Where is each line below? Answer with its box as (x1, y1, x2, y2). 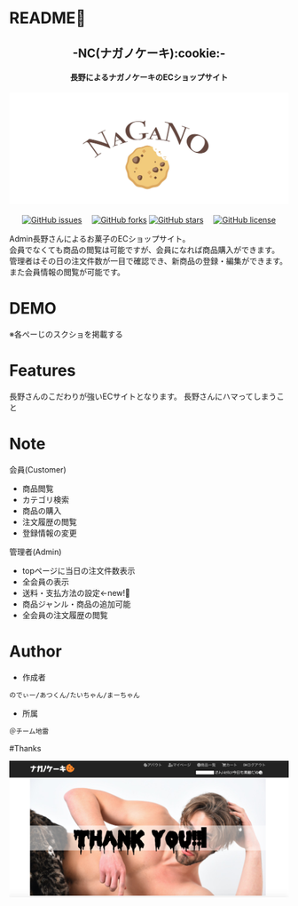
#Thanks (9, 743, 42, 753)
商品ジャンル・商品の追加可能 (21, 599, 131, 609)
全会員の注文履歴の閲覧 (21, 609, 108, 620)
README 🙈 (9, 8, 86, 28)
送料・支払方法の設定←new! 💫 (21, 587, 131, 598)
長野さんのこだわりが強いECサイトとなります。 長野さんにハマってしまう (9, 391, 278, 401)
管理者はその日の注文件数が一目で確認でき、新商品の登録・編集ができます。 (9, 256, 288, 266)
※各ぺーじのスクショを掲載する (9, 329, 123, 340)
